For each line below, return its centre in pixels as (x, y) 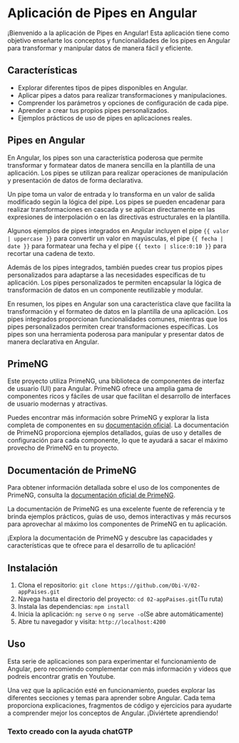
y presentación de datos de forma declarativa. (75, 180)
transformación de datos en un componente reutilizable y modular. (105, 289)
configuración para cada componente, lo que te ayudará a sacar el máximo (118, 441)
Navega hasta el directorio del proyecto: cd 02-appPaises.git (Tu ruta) (120, 599)
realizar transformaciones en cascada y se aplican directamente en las (111, 209)
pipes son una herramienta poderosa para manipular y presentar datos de (116, 334)
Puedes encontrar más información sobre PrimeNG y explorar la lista (108, 418)
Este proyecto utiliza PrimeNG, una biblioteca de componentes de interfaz (116, 381)
